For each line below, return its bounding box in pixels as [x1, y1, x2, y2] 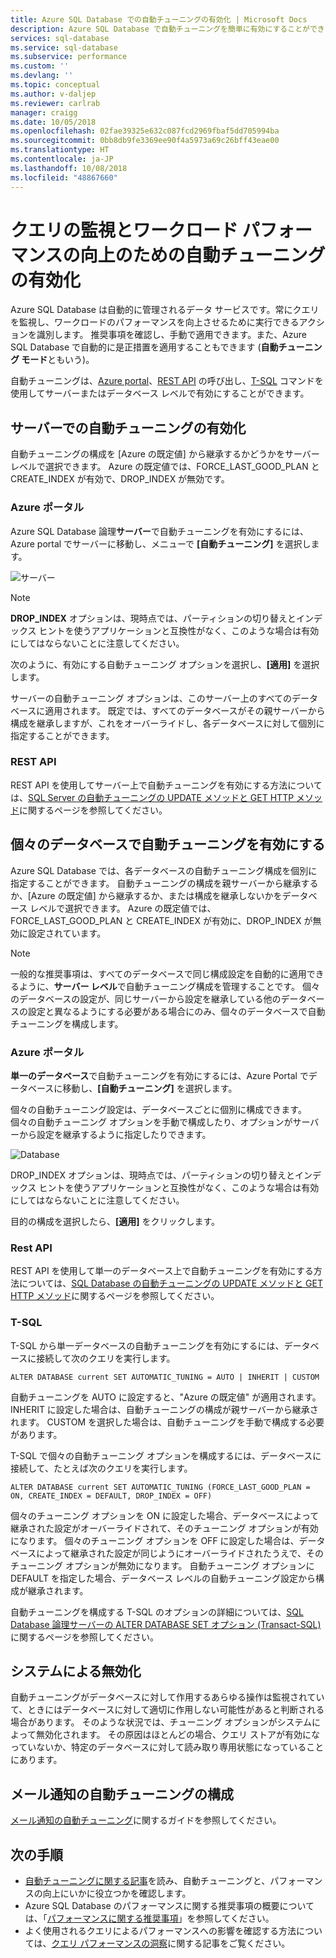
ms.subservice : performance [10, 52, 128, 62]
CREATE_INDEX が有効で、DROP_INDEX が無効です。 [10, 473, 230, 485]
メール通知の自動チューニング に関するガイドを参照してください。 [10, 1814, 282, 1826]
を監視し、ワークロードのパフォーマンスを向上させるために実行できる [10, 316, 300, 328]
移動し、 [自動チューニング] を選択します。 [62, 1082, 238, 1094]
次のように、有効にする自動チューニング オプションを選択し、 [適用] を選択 [10, 658, 320, 670]
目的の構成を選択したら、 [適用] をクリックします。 [10, 1215, 221, 1227]
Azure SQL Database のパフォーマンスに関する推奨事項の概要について [24, 1899, 315, 1911]
